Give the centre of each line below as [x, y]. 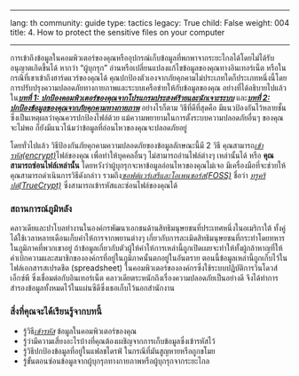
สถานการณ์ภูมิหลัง [41, 208]
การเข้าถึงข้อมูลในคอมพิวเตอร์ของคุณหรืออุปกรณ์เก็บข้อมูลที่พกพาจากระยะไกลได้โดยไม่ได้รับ [142, 58]
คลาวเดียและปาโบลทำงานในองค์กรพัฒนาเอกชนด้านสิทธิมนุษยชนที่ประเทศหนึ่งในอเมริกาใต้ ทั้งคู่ [148, 228]
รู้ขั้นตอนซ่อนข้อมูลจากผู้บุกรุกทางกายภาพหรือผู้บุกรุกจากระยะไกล [116, 361]
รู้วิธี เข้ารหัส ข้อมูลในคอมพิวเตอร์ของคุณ [79, 331]
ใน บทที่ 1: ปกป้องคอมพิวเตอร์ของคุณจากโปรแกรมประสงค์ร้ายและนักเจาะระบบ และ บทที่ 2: [140, 98]
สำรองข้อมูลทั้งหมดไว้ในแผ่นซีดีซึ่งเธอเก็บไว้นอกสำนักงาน [93, 288]
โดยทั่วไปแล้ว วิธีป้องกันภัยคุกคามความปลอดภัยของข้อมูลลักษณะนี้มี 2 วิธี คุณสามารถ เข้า [137, 145]
